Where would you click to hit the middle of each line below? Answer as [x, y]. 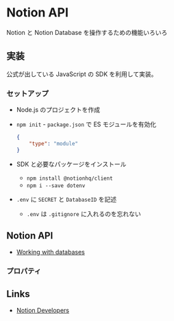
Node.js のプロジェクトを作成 [58, 110]
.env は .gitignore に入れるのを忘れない [84, 213]
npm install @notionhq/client [70, 178]
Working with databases [50, 252]
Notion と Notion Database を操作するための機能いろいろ [87, 32]
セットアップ [28, 93]
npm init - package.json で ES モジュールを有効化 [86, 124]
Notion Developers [43, 311]
